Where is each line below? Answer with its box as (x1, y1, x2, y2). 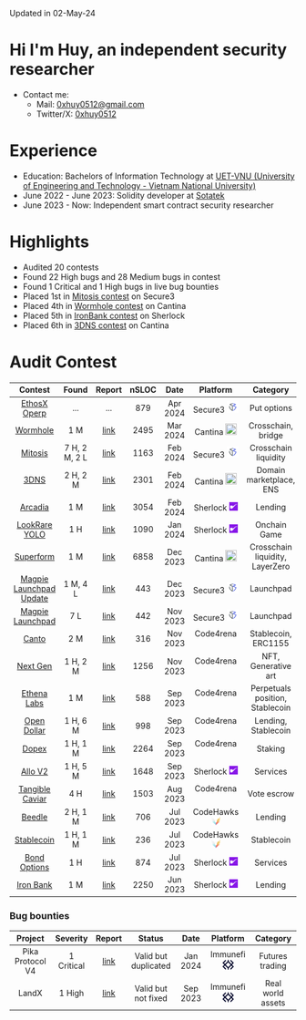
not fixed (134, 993, 168, 1004)
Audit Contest (9, 352, 117, 372)
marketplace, (246, 474, 296, 486)
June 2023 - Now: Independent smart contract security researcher (22, 200, 274, 211)
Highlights (9, 232, 89, 252)
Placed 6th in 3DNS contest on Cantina (22, 319, 170, 331)
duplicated (130, 961, 171, 972)
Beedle (21, 811, 48, 822)
